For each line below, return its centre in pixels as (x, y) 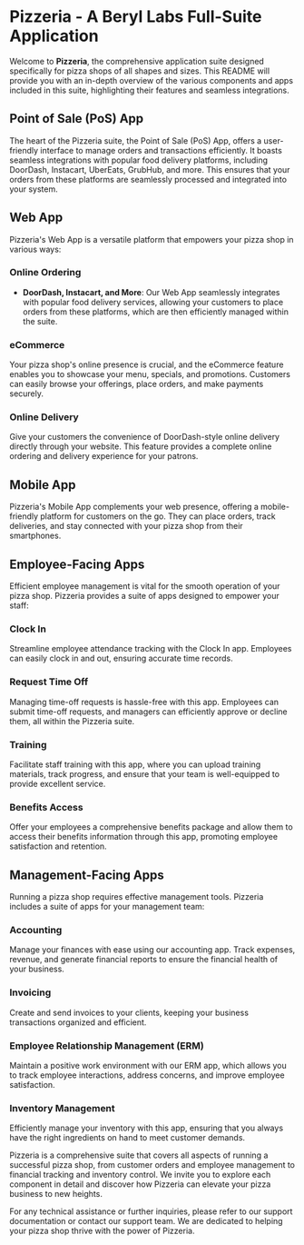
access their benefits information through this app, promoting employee (144, 837)
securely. (26, 393)
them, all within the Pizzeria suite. (72, 721)
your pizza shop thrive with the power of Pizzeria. (102, 1231)
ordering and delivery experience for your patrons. (104, 456)
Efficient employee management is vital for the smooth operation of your (145, 586)
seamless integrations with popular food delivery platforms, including (139, 160)
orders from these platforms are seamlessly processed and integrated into (148, 179)
